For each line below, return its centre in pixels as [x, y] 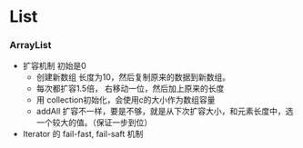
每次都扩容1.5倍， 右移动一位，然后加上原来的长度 [130, 89]
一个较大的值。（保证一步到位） [94, 123]
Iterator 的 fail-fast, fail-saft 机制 [83, 134]
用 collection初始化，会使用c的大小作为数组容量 [126, 100]
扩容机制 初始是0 [54, 66]
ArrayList [30, 45]
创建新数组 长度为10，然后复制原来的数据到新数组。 [133, 77]
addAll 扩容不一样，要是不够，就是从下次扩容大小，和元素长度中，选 [165, 112]
